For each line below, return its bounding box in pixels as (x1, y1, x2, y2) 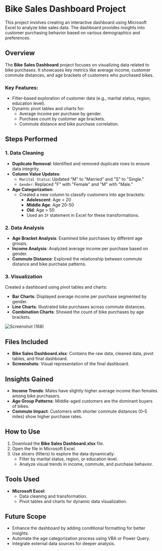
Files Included (5, 338, 48, 346)
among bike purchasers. (12, 393, 60, 399)
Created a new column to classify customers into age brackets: (19, 192, 145, 197)
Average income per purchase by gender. (19, 111, 103, 117)
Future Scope (5, 512, 46, 520)
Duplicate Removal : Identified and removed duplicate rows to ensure (12, 161, 150, 166)
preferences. (5, 35, 30, 41)
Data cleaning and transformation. (19, 493, 88, 499)
